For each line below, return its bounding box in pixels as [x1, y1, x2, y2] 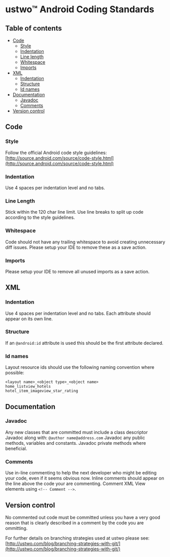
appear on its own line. [5, 315, 53, 322]
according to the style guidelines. [5, 214, 75, 220]
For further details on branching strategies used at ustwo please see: [5, 535, 150, 541]
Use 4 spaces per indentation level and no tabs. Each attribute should [5, 310, 151, 316]
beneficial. [5, 445, 27, 451]
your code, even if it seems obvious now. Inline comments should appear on [5, 475, 164, 482]
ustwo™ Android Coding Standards [5, 4, 155, 15]
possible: [5, 370, 24, 376]
